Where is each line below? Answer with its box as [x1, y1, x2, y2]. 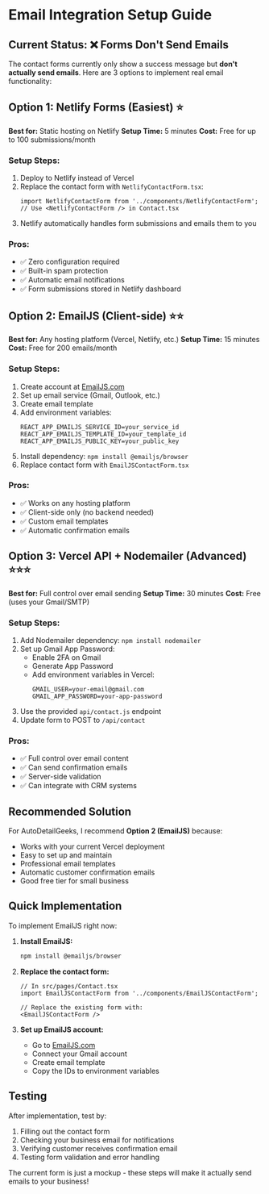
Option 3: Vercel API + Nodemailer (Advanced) [8, 549, 247, 563]
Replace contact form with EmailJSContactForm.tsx [19, 460, 189, 470]
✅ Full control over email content [19, 754, 129, 763]
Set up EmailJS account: [19, 1025, 104, 1034]
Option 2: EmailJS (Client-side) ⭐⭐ [8, 309, 184, 323]
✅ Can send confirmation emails [19, 762, 128, 772]
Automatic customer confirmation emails [19, 867, 155, 877]
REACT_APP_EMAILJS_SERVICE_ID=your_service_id [19, 423, 180, 431]
